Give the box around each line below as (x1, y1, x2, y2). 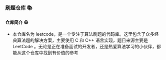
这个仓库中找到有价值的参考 (21, 50, 78, 56)
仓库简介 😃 (5, 19, 28, 25)
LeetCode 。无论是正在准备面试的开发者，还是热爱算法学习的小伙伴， (12, 44, 156, 50)
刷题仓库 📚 (5, 4, 32, 11)
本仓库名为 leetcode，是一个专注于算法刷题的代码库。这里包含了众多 (12, 31, 155, 37)
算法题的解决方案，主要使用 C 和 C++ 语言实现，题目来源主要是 (16, 37, 148, 43)
